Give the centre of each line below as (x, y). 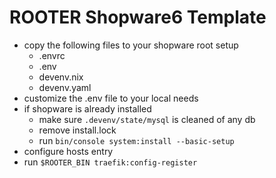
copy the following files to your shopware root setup (131, 45)
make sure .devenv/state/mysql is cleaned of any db (147, 119)
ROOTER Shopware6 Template (138, 17)
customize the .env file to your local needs (111, 98)
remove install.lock (77, 130)
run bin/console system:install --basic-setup (136, 140)
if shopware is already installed (87, 108)
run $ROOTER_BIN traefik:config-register (110, 162)
